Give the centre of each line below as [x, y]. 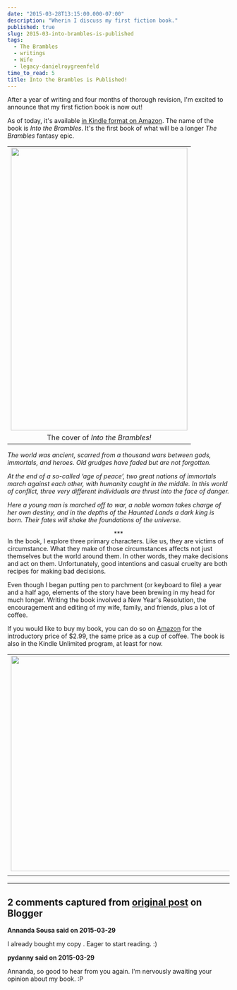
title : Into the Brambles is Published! [68, 79]
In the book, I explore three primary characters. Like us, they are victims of [116, 541]
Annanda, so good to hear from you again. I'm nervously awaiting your [110, 972]
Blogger [25, 913]
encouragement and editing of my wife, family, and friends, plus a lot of [111, 608]
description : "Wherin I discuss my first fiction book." [93, 20]
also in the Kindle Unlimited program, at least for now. [85, 644]
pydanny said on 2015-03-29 [51, 957]
